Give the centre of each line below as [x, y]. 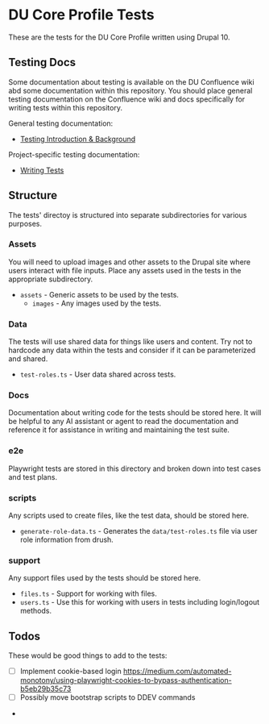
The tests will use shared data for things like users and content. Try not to [130, 342]
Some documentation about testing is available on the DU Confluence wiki [132, 81]
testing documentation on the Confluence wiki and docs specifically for [127, 99]
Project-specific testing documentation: [74, 154]
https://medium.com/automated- [178, 672]
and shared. [28, 359]
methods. [36, 611]
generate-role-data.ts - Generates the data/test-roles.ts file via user [139, 531]
